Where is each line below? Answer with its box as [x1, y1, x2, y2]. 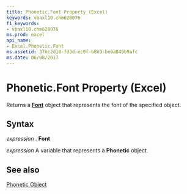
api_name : [6, 37, 32, 43]
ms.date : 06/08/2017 [6, 54, 59, 61]
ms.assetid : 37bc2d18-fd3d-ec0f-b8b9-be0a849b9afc [6, 49, 138, 55]
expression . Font [6, 135, 51, 143]
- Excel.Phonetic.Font [6, 43, 64, 50]
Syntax [6, 119, 34, 129]
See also [6, 165, 40, 175]
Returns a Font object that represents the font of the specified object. [6, 101, 182, 108]
